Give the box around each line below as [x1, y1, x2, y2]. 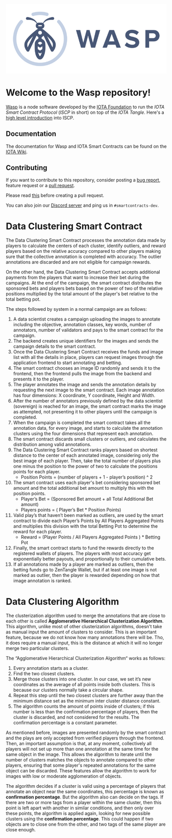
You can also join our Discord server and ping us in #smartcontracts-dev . [6, 202, 159, 209]
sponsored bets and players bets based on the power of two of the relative [6, 285, 163, 291]
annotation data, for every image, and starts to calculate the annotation [13, 425, 163, 431]
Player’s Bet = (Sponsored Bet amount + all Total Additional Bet [20, 496, 154, 502]
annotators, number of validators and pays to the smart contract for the [13, 327, 163, 333]
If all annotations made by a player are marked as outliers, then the [13, 561, 154, 568]
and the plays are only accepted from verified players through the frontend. [6, 735, 165, 741]
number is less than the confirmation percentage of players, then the [13, 709, 158, 715]
